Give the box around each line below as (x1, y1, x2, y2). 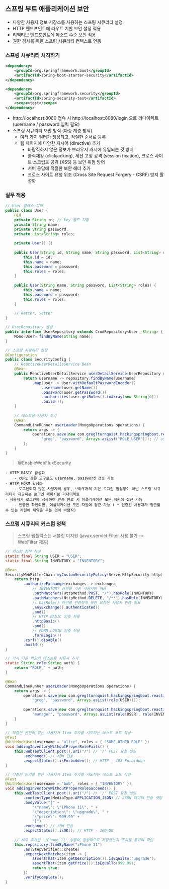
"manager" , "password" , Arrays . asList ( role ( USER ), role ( (32, 712, 154, 717)
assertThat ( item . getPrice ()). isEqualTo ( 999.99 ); (32, 861, 136, 866)
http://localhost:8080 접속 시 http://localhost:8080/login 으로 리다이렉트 (12, 115, 159, 121)
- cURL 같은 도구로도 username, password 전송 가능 (14, 476, 114, 481)
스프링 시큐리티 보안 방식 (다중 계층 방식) (12, 127, 93, 133)
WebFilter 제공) (17, 539, 49, 545)
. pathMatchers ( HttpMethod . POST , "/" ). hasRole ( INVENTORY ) (32, 591, 154, 596)
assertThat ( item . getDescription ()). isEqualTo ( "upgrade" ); (32, 856, 156, 861)
